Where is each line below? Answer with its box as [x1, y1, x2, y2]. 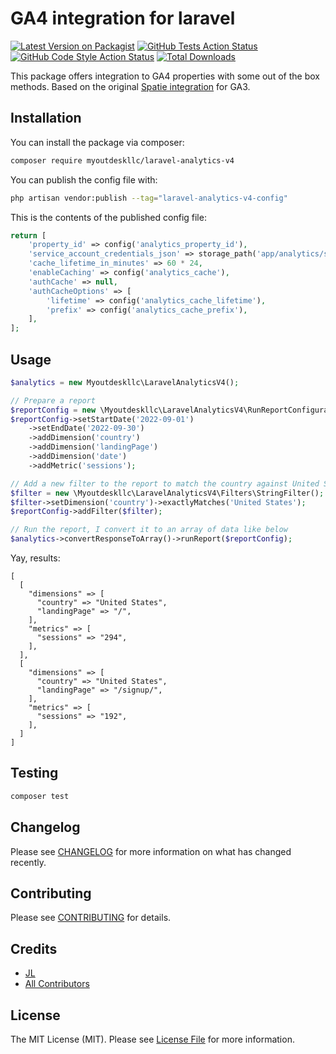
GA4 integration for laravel [10, 7, 236, 30]
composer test [10, 791, 70, 801]
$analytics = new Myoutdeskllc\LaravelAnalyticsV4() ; [10, 377, 240, 387]
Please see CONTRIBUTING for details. [10, 912, 172, 924]
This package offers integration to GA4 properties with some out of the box [10, 70, 320, 82]
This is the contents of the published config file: [10, 211, 207, 223]
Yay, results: [10, 552, 61, 564]
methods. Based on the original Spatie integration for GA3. [10, 80, 251, 92]
